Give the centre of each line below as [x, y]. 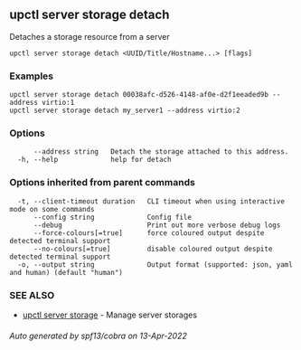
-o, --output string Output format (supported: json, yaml [155, 265]
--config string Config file [113, 217]
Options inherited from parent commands [103, 183]
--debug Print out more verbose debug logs [157, 225]
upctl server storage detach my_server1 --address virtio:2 [125, 111]
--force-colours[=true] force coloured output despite [149, 233]
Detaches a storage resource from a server [89, 36]
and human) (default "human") [66, 272]
